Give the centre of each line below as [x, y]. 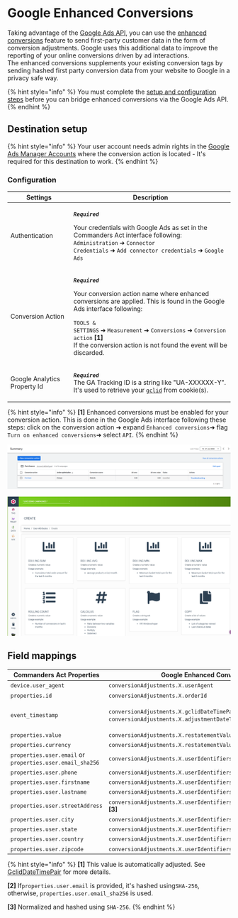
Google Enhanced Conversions [100, 13]
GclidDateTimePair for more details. [59, 872]
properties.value [36, 736]
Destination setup [47, 129]
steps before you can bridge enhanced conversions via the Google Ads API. [118, 99]
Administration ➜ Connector [114, 242]
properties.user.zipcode [47, 849]
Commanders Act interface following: [127, 235]
